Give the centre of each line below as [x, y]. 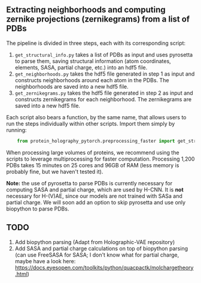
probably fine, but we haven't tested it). [55, 171]
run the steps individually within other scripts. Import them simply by [91, 124]
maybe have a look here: [45, 261]
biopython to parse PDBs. [38, 209]
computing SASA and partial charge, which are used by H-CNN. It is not [95, 189]
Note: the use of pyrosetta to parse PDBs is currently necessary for [89, 183]
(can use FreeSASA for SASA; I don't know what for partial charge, [97, 255]
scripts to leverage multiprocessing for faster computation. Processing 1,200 [100, 159]
